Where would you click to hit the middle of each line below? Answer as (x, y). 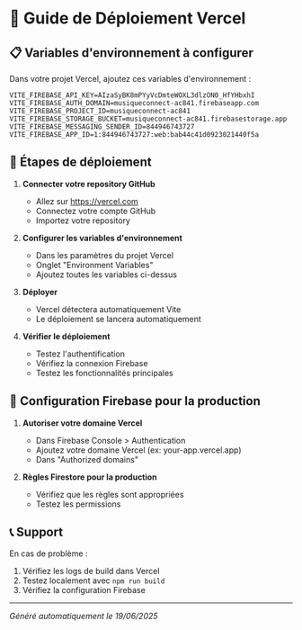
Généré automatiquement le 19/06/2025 (84, 616)
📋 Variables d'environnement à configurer (131, 53)
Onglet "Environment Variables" (94, 265)
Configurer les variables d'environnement (102, 238)
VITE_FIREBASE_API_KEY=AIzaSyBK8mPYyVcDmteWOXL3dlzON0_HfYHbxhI (132, 95)
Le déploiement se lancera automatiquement (119, 319)
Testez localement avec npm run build (93, 580)
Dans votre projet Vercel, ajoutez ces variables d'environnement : (130, 79)
